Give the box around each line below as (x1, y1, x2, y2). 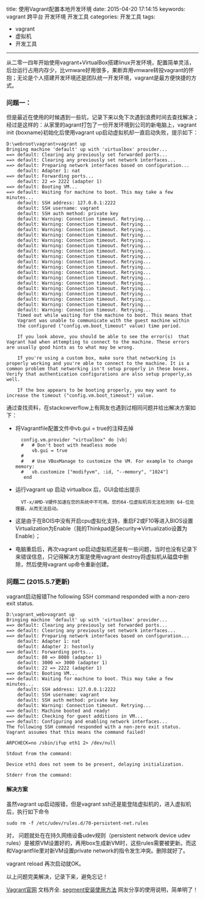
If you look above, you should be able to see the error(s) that (17, 334, 190, 340)
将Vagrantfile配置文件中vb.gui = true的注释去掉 (15, 424, 134, 432)
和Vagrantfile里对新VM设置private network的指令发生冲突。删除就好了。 (6, 846, 189, 854)
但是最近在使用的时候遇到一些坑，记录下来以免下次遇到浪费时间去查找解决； (6, 114, 199, 121)
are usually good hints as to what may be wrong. (6, 344, 135, 350)
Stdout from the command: (6, 750, 72, 757)
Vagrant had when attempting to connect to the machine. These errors (6, 339, 190, 346)
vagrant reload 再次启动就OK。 (6, 860, 84, 867)
